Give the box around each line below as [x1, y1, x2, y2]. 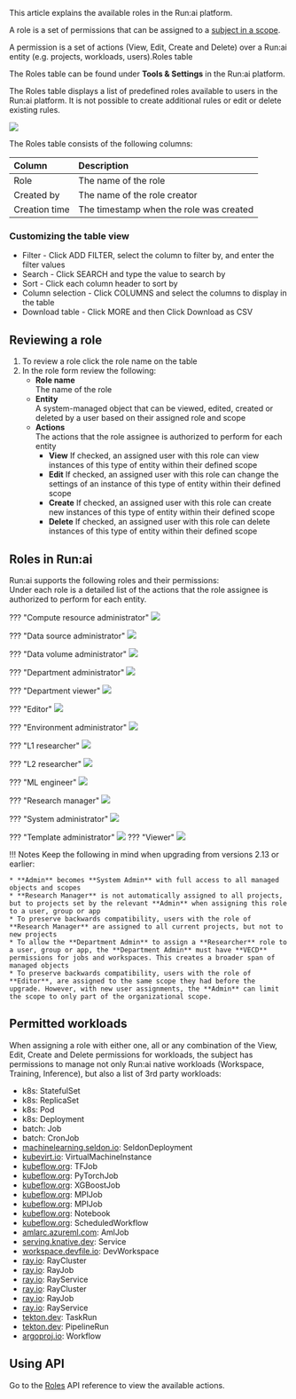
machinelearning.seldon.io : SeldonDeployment [21, 1142, 193, 1152]
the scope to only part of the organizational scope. [9, 992, 213, 1001]
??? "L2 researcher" [9, 758, 82, 769]
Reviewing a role [9, 332, 103, 347]
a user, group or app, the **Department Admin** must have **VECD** [9, 945, 268, 954]
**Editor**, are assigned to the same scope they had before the [9, 976, 255, 985]
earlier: [9, 858, 35, 869]
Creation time [13, 203, 70, 216]
